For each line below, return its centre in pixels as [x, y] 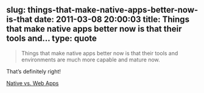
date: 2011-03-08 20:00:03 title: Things [112, 20]
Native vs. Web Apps [33, 83]
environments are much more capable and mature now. [90, 60]
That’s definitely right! [33, 71]
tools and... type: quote [52, 39]
